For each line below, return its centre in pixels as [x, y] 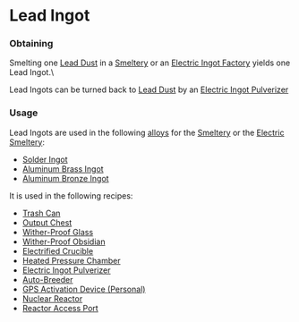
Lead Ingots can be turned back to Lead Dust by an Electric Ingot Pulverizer [149, 89]
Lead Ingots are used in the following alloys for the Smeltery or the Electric [147, 132]
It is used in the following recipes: [71, 195]
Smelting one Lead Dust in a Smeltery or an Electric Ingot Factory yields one [150, 63]
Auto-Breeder [47, 279]
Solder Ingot [45, 159]
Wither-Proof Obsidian [64, 241]
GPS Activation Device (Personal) [84, 289]
